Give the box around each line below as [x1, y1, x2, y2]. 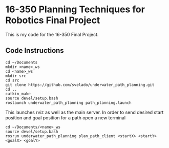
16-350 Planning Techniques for [5, 4, 145, 15]
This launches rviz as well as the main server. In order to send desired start [5, 109, 164, 115]
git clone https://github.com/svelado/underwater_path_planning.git [5, 82, 155, 88]
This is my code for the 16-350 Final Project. [5, 31, 99, 37]
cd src [5, 78, 19, 83]
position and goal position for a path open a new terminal [5, 114, 126, 121]
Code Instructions [5, 46, 64, 55]
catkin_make [5, 91, 31, 96]
